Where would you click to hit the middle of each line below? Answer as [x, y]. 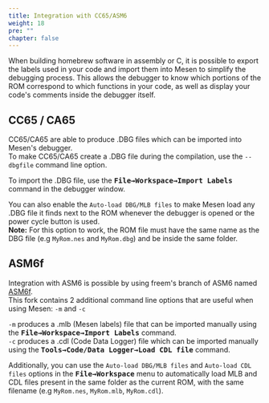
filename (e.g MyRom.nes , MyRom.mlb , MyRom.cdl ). [86, 390]
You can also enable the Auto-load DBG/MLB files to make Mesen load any [132, 204]
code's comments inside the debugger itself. [82, 95]
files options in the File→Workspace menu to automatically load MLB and [133, 373]
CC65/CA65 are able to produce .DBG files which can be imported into [125, 139]
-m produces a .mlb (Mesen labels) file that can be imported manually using [132, 324]
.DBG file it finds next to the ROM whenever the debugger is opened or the [132, 213]
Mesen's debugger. [41, 148]
